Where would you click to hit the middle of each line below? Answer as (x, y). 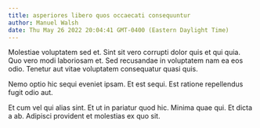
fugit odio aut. (31, 93)
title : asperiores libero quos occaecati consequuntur (99, 15)
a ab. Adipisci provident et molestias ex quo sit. (84, 116)
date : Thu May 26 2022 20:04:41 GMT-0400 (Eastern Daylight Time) (119, 30)
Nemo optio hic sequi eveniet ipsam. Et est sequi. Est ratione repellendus (126, 84)
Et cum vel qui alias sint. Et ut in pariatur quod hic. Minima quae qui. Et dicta (130, 108)
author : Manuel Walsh (43, 23)
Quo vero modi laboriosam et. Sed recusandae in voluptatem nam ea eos (126, 60)
